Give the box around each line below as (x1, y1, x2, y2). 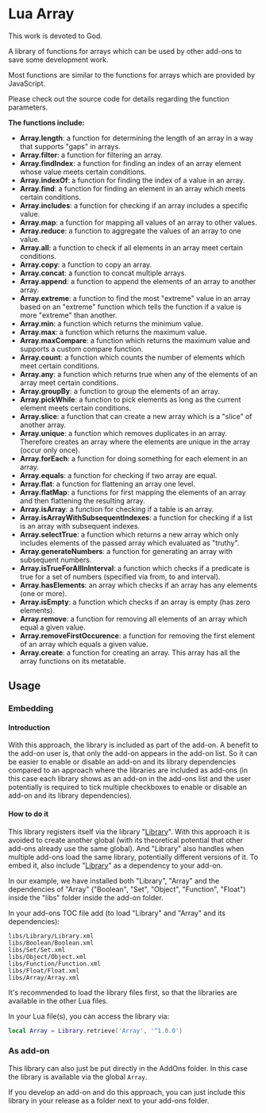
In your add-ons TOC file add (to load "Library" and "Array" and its (8, 908, 226, 918)
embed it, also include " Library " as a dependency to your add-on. (8, 861, 223, 870)
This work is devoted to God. (8, 31, 103, 40)
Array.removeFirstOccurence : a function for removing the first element (19, 630, 256, 640)
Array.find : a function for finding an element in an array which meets (19, 183, 246, 193)
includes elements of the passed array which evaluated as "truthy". (19, 537, 240, 548)
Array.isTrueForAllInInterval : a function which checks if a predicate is (19, 563, 250, 572)
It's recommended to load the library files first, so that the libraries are (8, 988, 237, 997)
